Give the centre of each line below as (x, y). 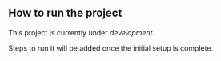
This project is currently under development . (82, 32)
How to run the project (65, 13)
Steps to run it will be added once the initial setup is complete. (111, 48)
